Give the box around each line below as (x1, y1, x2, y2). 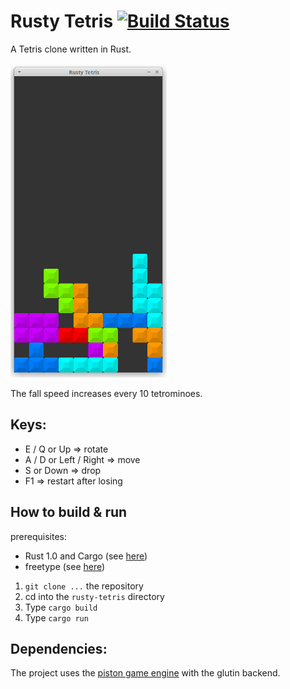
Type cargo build (24, 601, 98, 613)
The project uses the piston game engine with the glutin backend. (10, 667, 281, 679)
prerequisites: (10, 530, 68, 542)
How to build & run (10, 504, 128, 521)
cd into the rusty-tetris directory (24, 590, 165, 602)
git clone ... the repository (24, 580, 144, 592)
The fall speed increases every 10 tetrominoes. (10, 387, 203, 399)
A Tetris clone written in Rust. (10, 43, 132, 55)
